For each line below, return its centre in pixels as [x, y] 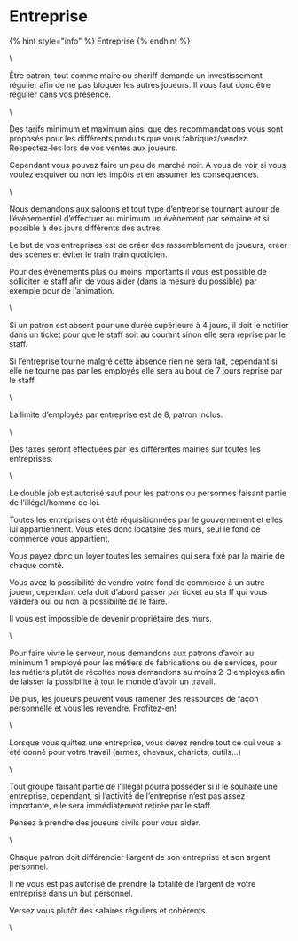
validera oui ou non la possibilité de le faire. [88, 601]
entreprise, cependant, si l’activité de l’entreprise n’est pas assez [127, 796]
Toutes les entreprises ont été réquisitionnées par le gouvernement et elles [146, 519]
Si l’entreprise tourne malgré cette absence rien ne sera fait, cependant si [143, 361]
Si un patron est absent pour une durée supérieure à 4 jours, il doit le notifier [149, 325]
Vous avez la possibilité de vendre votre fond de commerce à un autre [137, 582]
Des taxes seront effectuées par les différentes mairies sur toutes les [135, 449]
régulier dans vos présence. [60, 94]
